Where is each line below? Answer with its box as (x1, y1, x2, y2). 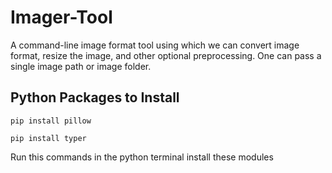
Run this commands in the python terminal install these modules (10, 151, 274, 163)
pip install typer (10, 133, 87, 143)
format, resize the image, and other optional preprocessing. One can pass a (10, 49, 322, 61)
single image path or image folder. (10, 60, 152, 72)
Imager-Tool (10, 6, 113, 29)
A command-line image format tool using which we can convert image (10, 39, 300, 51)
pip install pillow (10, 116, 92, 126)
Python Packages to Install (10, 89, 180, 106)
